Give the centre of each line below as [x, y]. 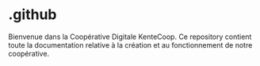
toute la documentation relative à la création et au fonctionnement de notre [130, 45]
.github [32, 15]
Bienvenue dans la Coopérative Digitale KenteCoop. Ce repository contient [130, 37]
